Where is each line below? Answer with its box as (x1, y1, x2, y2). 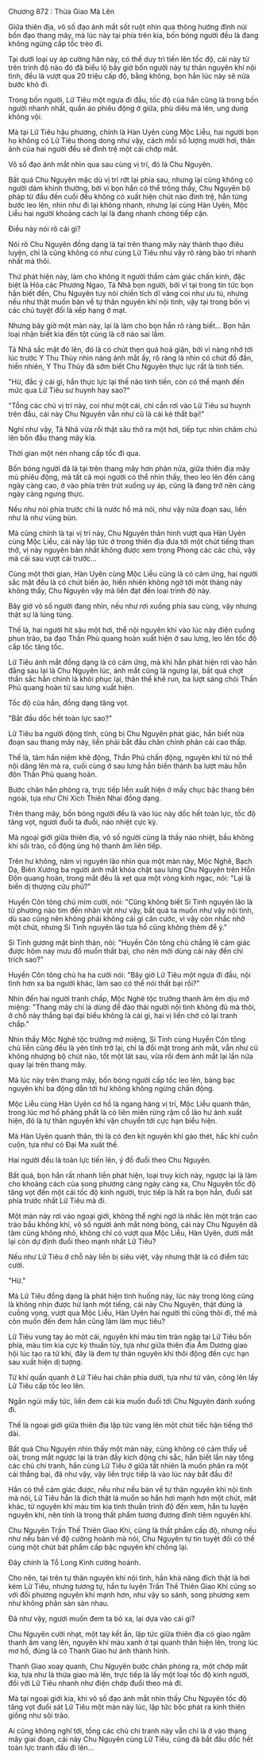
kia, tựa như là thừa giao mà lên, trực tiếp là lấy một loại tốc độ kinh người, (8, 1670, 250, 1679)
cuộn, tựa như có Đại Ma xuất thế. (8, 1140, 119, 1149)
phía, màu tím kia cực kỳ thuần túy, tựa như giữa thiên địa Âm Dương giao (8, 1340, 248, 1349)
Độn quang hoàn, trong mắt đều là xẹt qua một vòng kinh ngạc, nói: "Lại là (8, 874, 252, 882)
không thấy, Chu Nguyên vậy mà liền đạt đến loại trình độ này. (8, 586, 212, 595)
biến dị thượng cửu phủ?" (8, 881, 91, 891)
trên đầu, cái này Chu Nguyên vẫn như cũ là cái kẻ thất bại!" (8, 409, 205, 419)
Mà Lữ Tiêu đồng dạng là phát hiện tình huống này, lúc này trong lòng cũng (8, 1291, 254, 1301)
